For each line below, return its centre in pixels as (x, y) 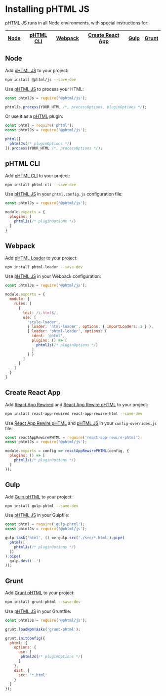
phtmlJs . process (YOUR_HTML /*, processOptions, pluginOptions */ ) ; (76, 107)
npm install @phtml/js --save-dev (41, 79)
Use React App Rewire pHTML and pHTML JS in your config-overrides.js (81, 423)
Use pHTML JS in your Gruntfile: (38, 611)
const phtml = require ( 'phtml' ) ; (40, 125)
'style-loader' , (44, 322)
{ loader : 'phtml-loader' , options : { (67, 331)
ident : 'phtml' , (48, 336)
